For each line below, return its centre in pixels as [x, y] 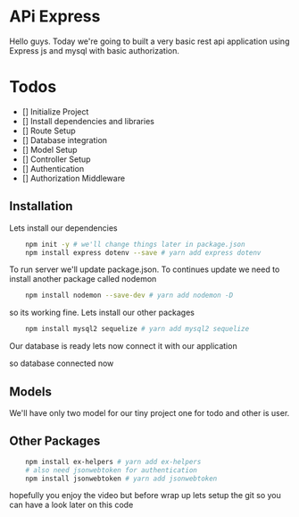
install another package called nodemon [83, 279]
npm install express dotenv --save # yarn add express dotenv [143, 252]
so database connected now [62, 363]
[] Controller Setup [56, 159]
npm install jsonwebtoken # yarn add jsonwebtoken [121, 479]
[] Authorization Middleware [74, 178]
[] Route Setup [49, 131]
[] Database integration [65, 140]
